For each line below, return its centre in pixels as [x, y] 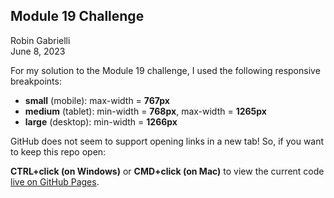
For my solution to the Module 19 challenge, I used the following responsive [165, 70]
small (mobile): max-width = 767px [97, 100]
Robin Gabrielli [40, 40]
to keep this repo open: [58, 151]
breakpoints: [36, 81]
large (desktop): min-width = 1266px [101, 121]
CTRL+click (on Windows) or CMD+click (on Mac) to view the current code [167, 171]
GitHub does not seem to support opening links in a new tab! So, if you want [167, 141]
